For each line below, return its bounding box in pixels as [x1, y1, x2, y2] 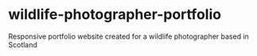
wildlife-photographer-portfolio [8, 6, 221, 24]
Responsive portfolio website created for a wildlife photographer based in [8, 32, 249, 41]
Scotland [8, 39, 38, 49]
